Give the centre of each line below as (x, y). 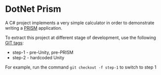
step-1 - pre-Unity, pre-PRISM (43, 52)
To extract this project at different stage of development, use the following (81, 37)
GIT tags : (14, 42)
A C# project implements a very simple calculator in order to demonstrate (80, 23)
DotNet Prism (33, 9)
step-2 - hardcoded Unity (38, 57)
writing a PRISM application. (34, 28)
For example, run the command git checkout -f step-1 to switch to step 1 (81, 67)
